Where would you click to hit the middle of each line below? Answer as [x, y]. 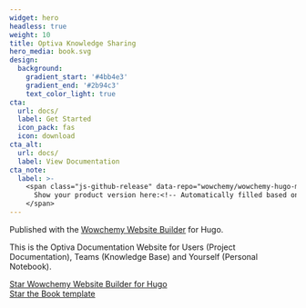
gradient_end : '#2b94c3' [73, 85]
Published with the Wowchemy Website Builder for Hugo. [117, 229]
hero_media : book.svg [51, 52]
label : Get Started [55, 119]
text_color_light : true [71, 94]
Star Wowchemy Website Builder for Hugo [88, 283]
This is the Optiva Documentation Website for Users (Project [122, 247]
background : [41, 69]
